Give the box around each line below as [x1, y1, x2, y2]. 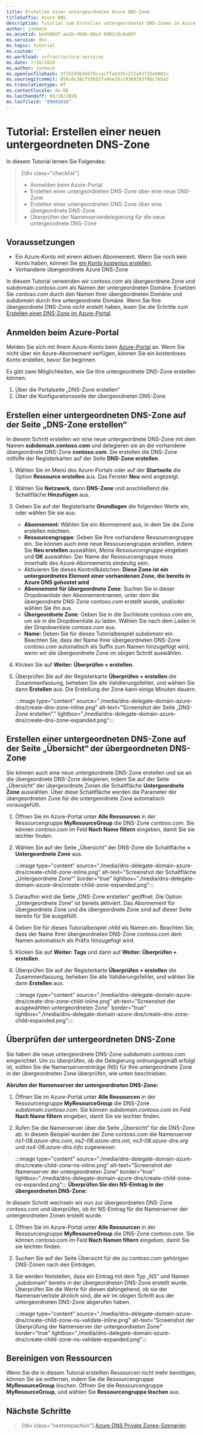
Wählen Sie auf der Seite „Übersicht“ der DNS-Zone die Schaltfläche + [14, 844, 191, 851]
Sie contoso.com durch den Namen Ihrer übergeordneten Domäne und [6, 291, 182, 298]
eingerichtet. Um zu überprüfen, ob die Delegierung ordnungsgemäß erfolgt [6, 1057, 196, 1064]
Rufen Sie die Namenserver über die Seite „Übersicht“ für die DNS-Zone [14, 1124, 195, 1131]
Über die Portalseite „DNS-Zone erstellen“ [14, 386, 120, 394]
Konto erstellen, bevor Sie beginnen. [6, 356, 97, 363]
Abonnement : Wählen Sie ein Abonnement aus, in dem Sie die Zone [24, 521, 195, 528]
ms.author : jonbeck [6, 65, 56, 71]
